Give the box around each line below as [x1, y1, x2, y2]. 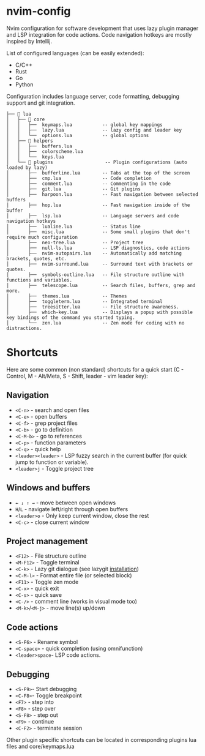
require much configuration [6, 234, 78, 240]
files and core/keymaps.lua [6, 743, 75, 750]
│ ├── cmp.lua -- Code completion [6, 175, 152, 181]
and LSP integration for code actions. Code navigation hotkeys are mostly [6, 31, 192, 38]
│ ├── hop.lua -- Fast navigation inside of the [6, 202, 190, 208]
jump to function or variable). [15, 458, 89, 466]
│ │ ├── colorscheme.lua [6, 148, 84, 154]
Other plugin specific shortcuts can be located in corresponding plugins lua [6, 736, 197, 743]
